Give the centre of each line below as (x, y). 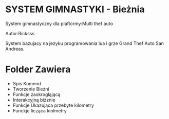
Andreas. (15, 49)
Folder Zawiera (38, 69)
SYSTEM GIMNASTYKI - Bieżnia (75, 9)
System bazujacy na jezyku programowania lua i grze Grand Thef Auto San (85, 43)
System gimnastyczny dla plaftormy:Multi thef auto (59, 23)
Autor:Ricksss (20, 33)
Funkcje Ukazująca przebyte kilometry (53, 105)
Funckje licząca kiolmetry (40, 110)
